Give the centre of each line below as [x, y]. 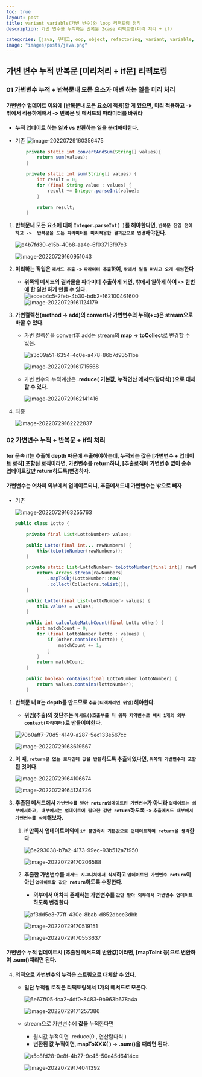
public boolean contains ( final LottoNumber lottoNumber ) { [102, 679]
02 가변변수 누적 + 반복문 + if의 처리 [56, 440]
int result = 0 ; [57, 180]
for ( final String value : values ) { [84, 185]
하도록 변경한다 [51, 902]
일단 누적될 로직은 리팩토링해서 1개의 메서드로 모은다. [86, 988]
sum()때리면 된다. [36, 960]
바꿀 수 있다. [29, 323]
